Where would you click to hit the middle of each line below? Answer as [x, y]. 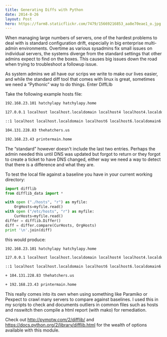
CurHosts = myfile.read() [39, 216]
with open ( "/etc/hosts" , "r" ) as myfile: [50, 212]
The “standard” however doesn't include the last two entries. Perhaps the [80, 149]
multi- [151, 43]
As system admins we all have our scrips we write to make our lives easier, [82, 74]
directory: [15, 179]
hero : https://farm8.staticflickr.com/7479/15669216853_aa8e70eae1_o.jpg [83, 24]
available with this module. [32, 330]
